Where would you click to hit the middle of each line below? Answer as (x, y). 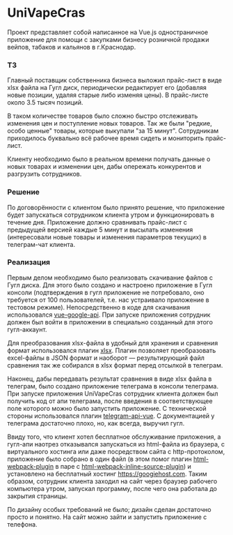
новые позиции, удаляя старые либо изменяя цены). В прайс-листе (108, 95)
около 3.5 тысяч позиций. (45, 103)
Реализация (29, 262)
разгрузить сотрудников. (45, 174)
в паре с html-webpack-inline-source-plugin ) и (123, 466)
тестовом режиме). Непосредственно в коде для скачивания (99, 307)
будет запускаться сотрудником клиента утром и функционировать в (111, 215)
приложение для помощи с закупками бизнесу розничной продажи (108, 39)
